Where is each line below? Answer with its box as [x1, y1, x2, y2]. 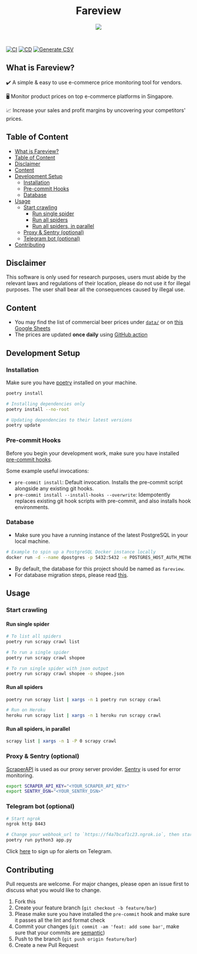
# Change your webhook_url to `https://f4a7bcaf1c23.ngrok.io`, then [6, 831, 180, 838]
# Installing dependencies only [6, 400, 85, 407]
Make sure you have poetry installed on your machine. [6, 379, 137, 386]
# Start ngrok [6, 816, 41, 821]
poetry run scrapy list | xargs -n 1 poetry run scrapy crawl [6, 697, 161, 702]
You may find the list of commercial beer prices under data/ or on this [14, 318, 184, 326]
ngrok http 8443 [6, 821, 46, 827]
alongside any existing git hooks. [14, 485, 94, 492]
